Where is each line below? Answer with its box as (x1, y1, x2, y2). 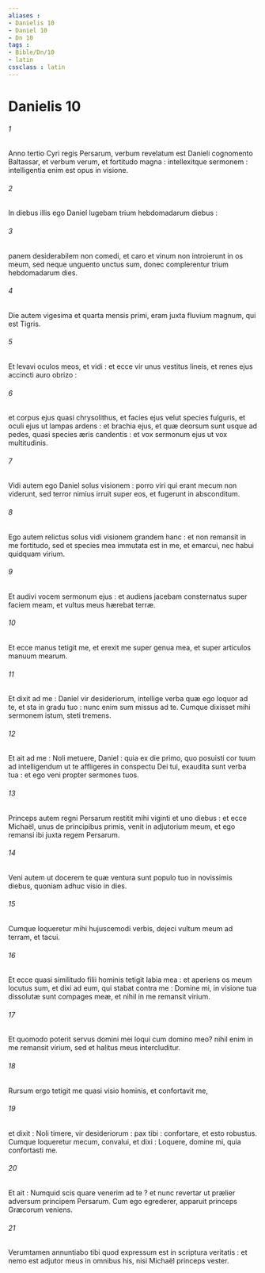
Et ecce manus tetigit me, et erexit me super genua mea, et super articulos (8, 642, 252, 652)
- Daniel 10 (8, 26, 47, 34)
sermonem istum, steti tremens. (8, 711, 112, 720)
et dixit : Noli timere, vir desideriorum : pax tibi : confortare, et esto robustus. (8, 1128, 257, 1138)
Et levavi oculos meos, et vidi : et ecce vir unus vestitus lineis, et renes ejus (8, 362, 253, 371)
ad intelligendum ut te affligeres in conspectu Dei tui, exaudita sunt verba (8, 762, 247, 772)
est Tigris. (8, 319, 41, 328)
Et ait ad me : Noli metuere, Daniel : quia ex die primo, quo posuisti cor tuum (8, 753, 256, 763)
